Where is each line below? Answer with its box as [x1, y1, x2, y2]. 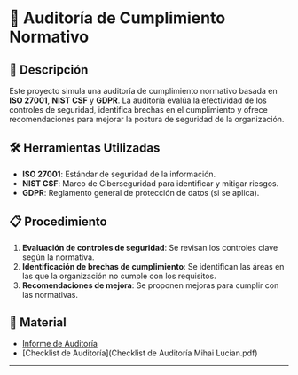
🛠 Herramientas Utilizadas [9, 141, 161, 156]
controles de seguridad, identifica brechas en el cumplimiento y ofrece [9, 105, 268, 114]
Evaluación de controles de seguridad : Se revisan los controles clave [21, 242, 278, 253]
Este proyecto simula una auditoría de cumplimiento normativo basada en [9, 86, 278, 96]
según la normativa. [21, 252, 95, 262]
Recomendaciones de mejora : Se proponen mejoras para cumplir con [21, 279, 279, 291]
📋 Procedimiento [9, 215, 108, 230]
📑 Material [9, 315, 67, 331]
